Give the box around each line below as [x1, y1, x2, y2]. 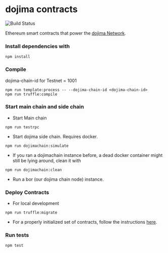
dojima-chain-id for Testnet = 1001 [5, 77, 77, 83]
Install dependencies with [5, 43, 70, 50]
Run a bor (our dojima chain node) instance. [12, 176, 104, 182]
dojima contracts [5, 4, 78, 15]
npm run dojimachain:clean [5, 167, 62, 173]
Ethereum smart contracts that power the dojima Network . [5, 30, 126, 36]
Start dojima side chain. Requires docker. [12, 133, 98, 140]
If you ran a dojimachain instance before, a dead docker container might [12, 152, 163, 158]
